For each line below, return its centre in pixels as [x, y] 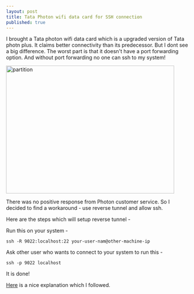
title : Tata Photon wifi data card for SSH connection [74, 17]
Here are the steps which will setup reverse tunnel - [68, 219]
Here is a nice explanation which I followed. [58, 285]
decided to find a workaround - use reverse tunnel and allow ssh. [84, 208]
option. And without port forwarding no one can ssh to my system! [86, 58]
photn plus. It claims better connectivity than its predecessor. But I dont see [97, 45]
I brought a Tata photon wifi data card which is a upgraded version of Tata [95, 39]
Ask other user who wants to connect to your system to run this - [84, 253]
